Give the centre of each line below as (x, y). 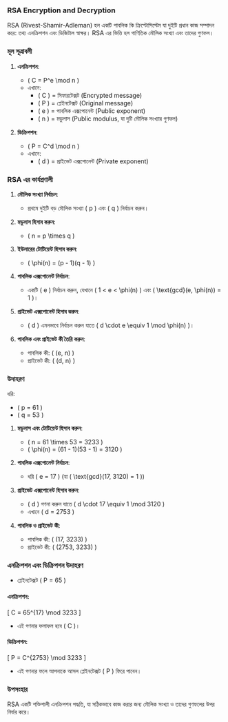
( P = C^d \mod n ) (53, 146)
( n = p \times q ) (51, 236)
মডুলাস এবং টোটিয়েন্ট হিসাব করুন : (50, 429)
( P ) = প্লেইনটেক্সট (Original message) (85, 103)
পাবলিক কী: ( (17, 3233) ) (57, 539)
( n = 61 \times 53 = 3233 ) (65, 442)
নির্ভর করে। (19, 712)
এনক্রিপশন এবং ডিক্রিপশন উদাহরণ (45, 566)
